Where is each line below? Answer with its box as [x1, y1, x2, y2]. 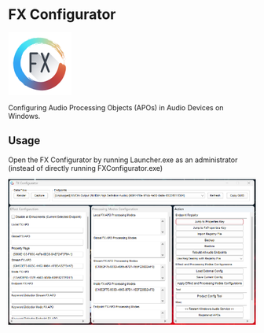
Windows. [8, 111, 41, 120]
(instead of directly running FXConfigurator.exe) [8, 163, 163, 172]
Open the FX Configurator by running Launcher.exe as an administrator [8, 155, 238, 165]
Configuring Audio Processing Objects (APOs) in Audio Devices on [8, 102, 224, 112]
